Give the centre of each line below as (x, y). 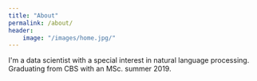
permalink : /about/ (41, 23)
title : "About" (34, 15)
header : (21, 30)
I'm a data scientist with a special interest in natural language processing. (129, 60)
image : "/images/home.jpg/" (69, 38)
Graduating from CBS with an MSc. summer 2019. (90, 69)
